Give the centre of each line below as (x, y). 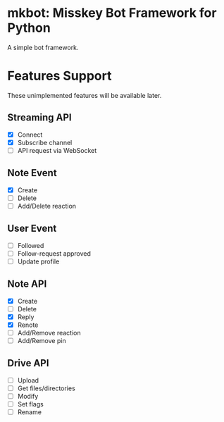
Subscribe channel (45, 142)
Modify (28, 396)
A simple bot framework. (43, 47)
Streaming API (39, 118)
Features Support (60, 76)
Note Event (32, 173)
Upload (28, 380)
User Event (32, 229)
